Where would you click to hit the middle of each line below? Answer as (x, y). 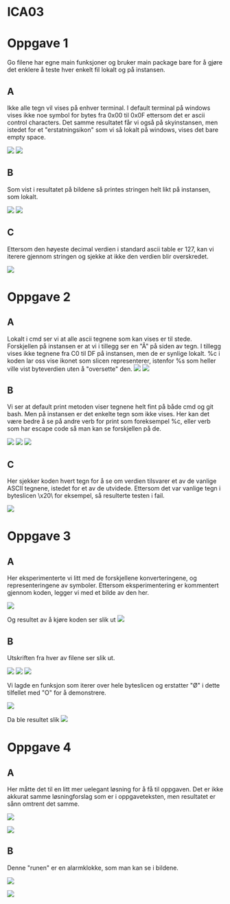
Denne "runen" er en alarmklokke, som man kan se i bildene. (93, 868)
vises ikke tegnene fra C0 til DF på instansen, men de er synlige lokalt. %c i (114, 353)
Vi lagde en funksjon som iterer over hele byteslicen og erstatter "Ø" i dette (114, 685)
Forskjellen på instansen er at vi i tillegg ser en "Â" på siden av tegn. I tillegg (114, 346)
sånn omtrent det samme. (44, 804)
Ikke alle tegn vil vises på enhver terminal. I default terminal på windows (109, 108)
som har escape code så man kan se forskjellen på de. (84, 429)
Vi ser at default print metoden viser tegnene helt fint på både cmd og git (111, 407)
